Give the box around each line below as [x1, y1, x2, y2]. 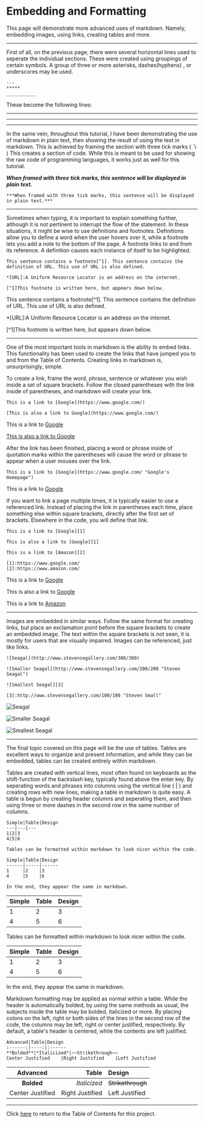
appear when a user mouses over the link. [6, 457, 111, 465]
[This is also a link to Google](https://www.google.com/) [6, 410, 159, 416]
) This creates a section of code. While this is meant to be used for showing [6, 149, 195, 157]
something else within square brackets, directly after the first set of [6, 510, 174, 517]
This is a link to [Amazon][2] [6, 549, 86, 555]
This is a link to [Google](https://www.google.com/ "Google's [6, 469, 170, 475]
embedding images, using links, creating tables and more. [6, 30, 151, 38]
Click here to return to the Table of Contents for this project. [6, 1110, 156, 1117]
